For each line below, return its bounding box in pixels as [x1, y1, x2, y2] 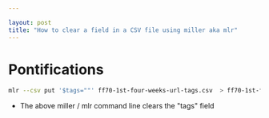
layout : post [8, 18, 52, 26]
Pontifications [8, 61, 104, 78]
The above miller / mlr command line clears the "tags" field [19, 101, 215, 111]
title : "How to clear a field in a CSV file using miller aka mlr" [8, 26, 239, 34]
